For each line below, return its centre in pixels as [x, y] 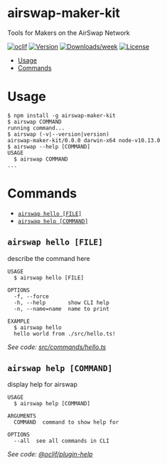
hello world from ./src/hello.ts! [65, 333]
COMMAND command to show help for [66, 422]
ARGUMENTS [22, 416]
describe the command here [49, 258]
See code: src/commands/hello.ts [57, 347]
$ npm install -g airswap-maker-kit [61, 115]
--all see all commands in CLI [62, 441]
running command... [36, 128]
